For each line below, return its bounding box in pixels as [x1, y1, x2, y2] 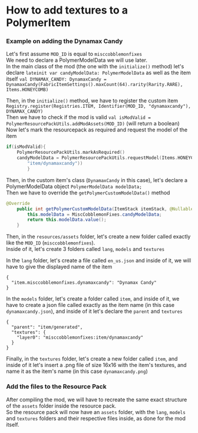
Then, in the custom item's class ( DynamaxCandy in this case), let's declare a [6, 176, 187, 183]
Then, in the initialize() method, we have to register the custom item [6, 97, 179, 104]
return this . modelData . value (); [27, 217, 107, 223]
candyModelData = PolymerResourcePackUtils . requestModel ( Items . [16, 155, 178, 161]
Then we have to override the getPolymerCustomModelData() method [6, 189, 170, 196]
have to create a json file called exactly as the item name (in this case [6, 302, 175, 309]
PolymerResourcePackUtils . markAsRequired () [16, 150, 126, 156]
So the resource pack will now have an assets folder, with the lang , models [6, 408, 186, 415]
